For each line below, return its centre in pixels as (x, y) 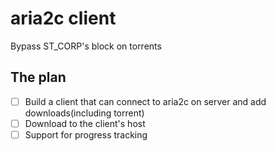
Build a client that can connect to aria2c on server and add (145, 101)
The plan (38, 77)
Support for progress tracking (86, 134)
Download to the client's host (85, 123)
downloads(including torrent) (84, 113)
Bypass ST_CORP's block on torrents (86, 46)
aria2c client (63, 18)
